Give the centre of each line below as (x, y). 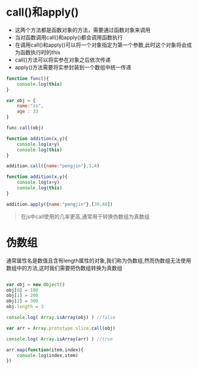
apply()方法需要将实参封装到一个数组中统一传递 (73, 67)
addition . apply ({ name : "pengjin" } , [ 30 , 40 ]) (59, 204)
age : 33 (28, 112)
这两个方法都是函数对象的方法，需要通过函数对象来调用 (82, 30)
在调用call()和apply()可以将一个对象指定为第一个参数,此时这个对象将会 (101, 45)
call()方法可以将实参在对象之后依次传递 (63, 60)
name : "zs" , (30, 106)
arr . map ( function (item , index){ (45, 350)
